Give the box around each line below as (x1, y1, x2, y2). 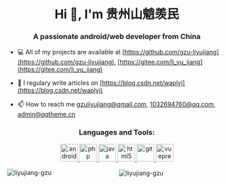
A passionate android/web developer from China (33, 32, 201, 42)
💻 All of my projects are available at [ (17, 48, 125, 56)
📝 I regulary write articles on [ (17, 79, 102, 87)
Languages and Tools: (79, 128, 155, 137)
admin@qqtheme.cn (17, 110, 76, 118)
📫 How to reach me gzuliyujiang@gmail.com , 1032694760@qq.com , (17, 100, 216, 109)
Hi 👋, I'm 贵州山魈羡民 (54, 6, 179, 22)
